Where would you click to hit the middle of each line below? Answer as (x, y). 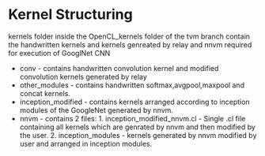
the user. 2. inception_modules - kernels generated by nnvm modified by (138, 135)
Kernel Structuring (70, 15)
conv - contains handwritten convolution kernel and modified (119, 68)
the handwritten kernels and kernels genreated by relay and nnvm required (130, 44)
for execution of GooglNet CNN (59, 53)
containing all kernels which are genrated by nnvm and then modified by (137, 127)
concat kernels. (45, 93)
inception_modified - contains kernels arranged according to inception (135, 102)
